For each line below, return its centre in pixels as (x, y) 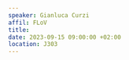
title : (19, 30)
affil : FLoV (28, 23)
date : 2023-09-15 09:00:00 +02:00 (65, 37)
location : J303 (33, 44)
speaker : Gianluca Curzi (49, 15)
